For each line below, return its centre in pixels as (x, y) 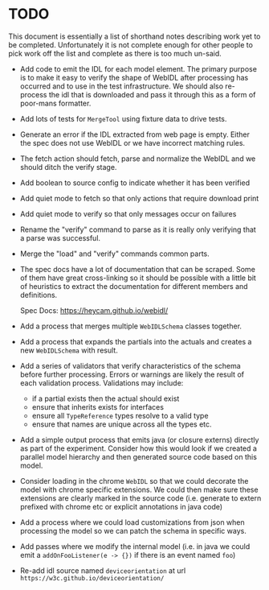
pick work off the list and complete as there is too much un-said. (115, 53)
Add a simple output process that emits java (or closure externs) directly (139, 439)
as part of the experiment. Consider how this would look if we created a (138, 448)
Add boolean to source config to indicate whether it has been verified (135, 183)
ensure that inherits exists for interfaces (98, 406)
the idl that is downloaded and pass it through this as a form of (152, 94)
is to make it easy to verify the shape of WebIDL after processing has (134, 77)
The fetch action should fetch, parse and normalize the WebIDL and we (138, 159)
